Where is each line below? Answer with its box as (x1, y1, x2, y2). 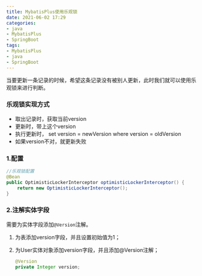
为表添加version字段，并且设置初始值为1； (14, 233, 121, 241)
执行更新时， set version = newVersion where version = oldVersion (14, 130, 181, 137)
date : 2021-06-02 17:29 (6, 14, 66, 20)
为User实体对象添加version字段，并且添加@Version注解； (14, 246, 159, 253)
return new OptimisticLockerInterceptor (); (17, 185, 128, 191)
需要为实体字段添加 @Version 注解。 (6, 221, 92, 228)
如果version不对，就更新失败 (14, 138, 87, 145)
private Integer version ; (14, 264, 80, 270)
